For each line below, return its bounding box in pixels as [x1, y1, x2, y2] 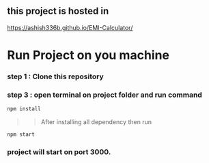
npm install [7, 106, 41, 113]
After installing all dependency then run [40, 118, 152, 126]
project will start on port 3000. [7, 147, 111, 156]
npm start [7, 131, 36, 138]
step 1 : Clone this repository [7, 72, 104, 81]
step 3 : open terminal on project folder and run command [7, 90, 203, 100]
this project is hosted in [7, 5, 109, 17]
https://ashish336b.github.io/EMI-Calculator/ [7, 23, 133, 31]
